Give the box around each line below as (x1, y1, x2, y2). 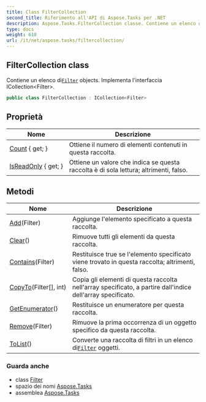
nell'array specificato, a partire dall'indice (72, 283, 192, 292)
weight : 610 (6, 32, 37, 38)
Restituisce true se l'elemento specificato (72, 250, 191, 259)
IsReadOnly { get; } (9, 162, 63, 170)
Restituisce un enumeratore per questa (72, 301, 185, 309)
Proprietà (6, 112, 43, 123)
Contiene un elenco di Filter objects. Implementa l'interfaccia (6, 76, 162, 83)
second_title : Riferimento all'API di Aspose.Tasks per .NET (6, 15, 166, 21)
